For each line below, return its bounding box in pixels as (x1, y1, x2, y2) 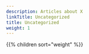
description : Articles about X (6, 8, 83, 15)
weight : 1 (6, 25, 31, 31)
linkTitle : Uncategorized (6, 14, 70, 20)
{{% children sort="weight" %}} (6, 41, 84, 48)
